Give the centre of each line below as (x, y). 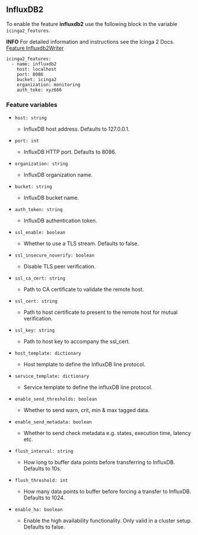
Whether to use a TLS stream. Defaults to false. (81, 244)
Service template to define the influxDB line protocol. (88, 387)
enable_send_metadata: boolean (53, 422)
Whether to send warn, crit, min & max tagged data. (86, 410)
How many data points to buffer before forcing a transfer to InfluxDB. (107, 492)
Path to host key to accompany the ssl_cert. (77, 342)
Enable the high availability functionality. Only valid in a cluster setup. (108, 521)
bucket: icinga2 (37, 79)
